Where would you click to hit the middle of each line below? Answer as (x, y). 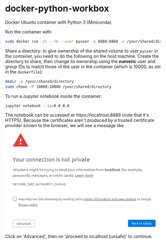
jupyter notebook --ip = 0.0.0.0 (37, 106)
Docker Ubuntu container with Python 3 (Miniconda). (59, 22)
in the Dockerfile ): (24, 71)
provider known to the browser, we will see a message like (64, 126)
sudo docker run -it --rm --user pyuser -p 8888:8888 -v (65, 41)
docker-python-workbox (57, 9)
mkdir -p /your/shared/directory (40, 81)
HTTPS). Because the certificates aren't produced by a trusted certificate (80, 120)
